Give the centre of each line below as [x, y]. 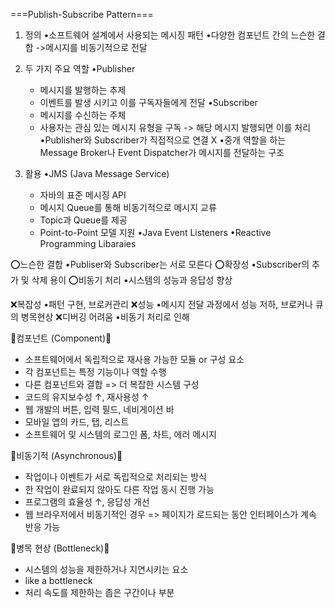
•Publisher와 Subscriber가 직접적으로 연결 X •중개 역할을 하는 [163, 140]
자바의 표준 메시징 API [83, 195]
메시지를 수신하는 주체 [83, 115]
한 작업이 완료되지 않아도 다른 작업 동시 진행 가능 [119, 489]
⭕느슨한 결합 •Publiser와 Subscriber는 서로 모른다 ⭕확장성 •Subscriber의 [160, 264]
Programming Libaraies [88, 243]
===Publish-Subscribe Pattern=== [82, 14]
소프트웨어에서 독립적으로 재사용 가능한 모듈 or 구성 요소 [134, 359]
